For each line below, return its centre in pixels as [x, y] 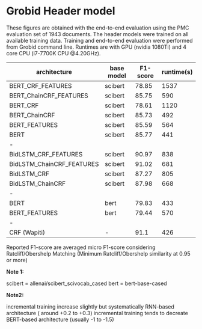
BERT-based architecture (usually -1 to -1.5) [60, 319]
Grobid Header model [61, 11]
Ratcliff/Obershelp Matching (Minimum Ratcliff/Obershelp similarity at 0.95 [98, 253]
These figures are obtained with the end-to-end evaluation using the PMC [98, 28]
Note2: [15, 295]
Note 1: [15, 271]
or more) [17, 260]
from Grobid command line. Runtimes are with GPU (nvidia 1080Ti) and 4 [96, 47]
